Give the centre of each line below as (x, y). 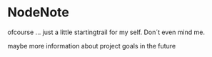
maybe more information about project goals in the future (92, 46)
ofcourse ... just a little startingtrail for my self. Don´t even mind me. (106, 32)
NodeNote (39, 12)
